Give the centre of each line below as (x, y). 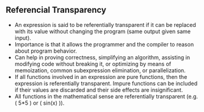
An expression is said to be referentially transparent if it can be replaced (105, 24)
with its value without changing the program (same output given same (102, 31)
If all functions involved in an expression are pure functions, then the (101, 77)
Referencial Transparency (56, 10)
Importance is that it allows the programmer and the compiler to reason (104, 44)
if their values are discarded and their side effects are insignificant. (99, 90)
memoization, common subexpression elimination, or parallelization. (100, 70)
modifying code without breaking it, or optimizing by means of (93, 64)
